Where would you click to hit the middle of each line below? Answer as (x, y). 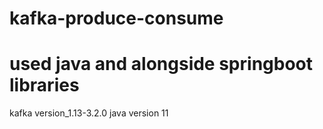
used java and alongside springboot (161, 64)
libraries (44, 85)
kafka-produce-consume (116, 18)
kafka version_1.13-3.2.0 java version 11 (89, 113)
